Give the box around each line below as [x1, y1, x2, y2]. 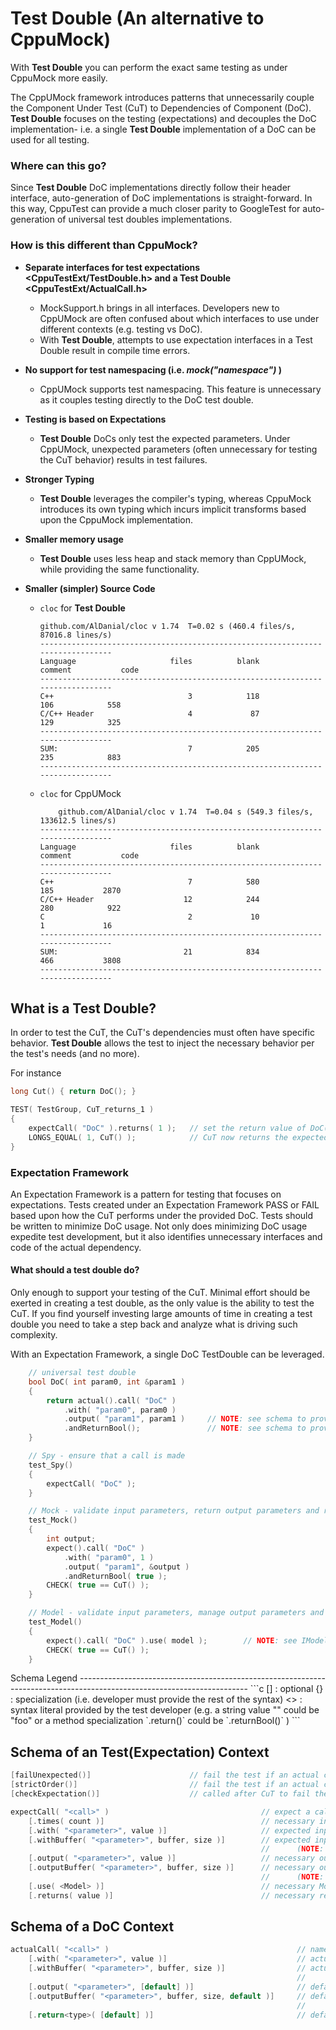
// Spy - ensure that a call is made [28, 1451, 186, 1461]
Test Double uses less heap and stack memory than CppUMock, [39, 552, 307, 564]
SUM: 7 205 [39, 743, 260, 754]
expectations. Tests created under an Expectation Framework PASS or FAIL [10, 1198, 320, 1211]
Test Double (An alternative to [10, 7, 265, 30]
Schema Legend [10, 1672, 78, 1684]
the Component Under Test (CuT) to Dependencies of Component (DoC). [10, 102, 312, 114]
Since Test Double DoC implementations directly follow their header [10, 182, 292, 194]
